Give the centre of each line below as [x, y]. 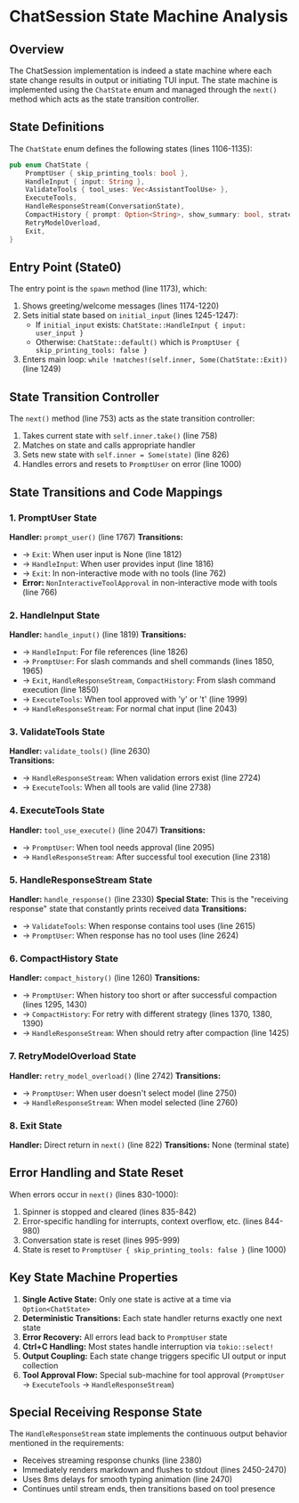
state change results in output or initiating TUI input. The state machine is [144, 80]
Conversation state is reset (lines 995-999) [101, 1240]
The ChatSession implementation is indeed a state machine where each [141, 70]
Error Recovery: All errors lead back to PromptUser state [125, 1337]
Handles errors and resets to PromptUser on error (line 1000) [132, 464]
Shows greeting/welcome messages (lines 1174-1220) [121, 306]
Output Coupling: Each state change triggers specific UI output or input [154, 1356]
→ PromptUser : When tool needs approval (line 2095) [118, 847]
